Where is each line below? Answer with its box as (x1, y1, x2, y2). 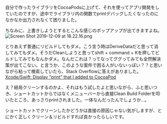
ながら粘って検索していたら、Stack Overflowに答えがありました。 (5, 68, 142, 74)
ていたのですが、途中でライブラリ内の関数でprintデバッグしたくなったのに (5, 10, 159, 16)
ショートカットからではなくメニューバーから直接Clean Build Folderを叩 (13, 90, 161, 96)
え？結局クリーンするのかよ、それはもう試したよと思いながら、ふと (5, 84, 145, 90)
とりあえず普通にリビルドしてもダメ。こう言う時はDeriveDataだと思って (5, 43, 155, 49)
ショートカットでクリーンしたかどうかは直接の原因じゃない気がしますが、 (5, 107, 158, 113)
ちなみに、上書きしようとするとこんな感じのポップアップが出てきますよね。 (5, 27, 162, 33)
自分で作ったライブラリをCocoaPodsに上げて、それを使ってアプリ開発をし (5, 4, 160, 10)
